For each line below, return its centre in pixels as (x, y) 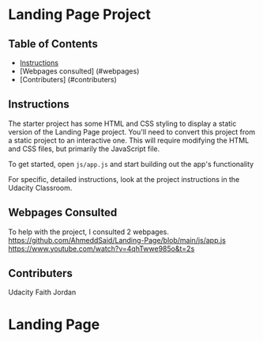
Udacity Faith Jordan (42, 292)
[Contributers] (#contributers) (68, 80)
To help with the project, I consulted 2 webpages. (89, 232)
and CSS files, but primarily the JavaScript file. (84, 149)
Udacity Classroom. (40, 188)
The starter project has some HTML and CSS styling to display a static (122, 123)
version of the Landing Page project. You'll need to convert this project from (131, 131)
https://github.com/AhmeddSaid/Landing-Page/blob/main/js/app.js (117, 240)
